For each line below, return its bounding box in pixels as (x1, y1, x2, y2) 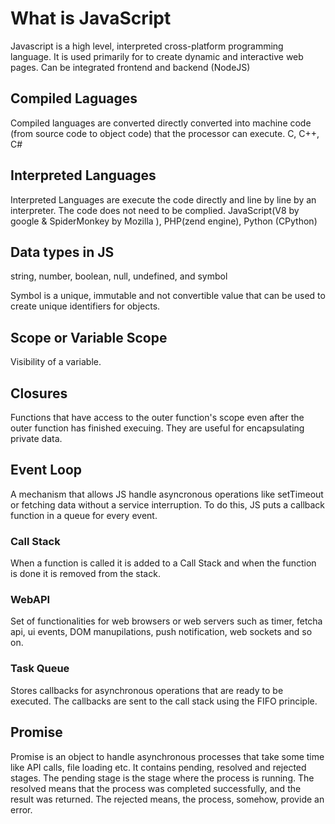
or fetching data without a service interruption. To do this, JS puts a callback (10, 498, 326, 511)
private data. (10, 433, 63, 444)
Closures (10, 385, 68, 402)
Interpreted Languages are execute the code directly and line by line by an (10, 193, 317, 206)
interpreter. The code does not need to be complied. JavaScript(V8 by (10, 204, 300, 216)
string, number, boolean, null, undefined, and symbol (10, 270, 228, 282)
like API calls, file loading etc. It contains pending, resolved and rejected (10, 761, 307, 773)
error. (10, 803, 33, 816)
